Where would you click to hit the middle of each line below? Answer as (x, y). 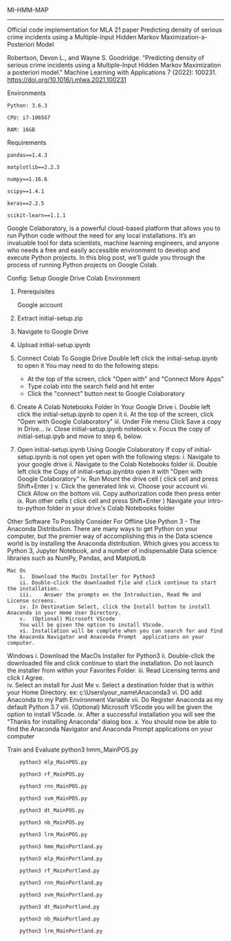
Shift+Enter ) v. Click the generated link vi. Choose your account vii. (113, 486)
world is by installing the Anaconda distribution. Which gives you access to (113, 543)
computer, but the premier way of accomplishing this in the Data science (110, 536)
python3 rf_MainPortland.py (59, 871)
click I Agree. (26, 678)
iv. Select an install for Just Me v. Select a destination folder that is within (111, 685)
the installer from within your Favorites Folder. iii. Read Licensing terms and (113, 670)
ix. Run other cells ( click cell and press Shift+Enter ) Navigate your (112, 501)
